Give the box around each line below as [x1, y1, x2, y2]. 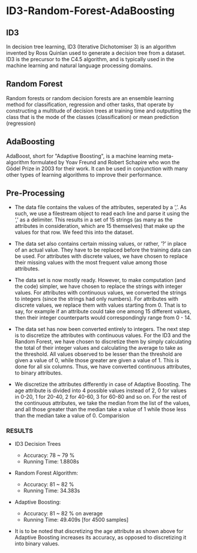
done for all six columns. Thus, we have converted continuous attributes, [14, 363, 191, 370]
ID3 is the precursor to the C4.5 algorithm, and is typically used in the [6, 56, 175, 62]
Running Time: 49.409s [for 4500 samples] [23, 516, 129, 523]
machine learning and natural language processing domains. [6, 62, 153, 69]
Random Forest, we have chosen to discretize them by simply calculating [14, 338, 192, 345]
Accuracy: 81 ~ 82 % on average [23, 509, 103, 516]
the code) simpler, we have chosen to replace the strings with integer [14, 283, 183, 290]
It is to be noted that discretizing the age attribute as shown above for [14, 527, 183, 534]
